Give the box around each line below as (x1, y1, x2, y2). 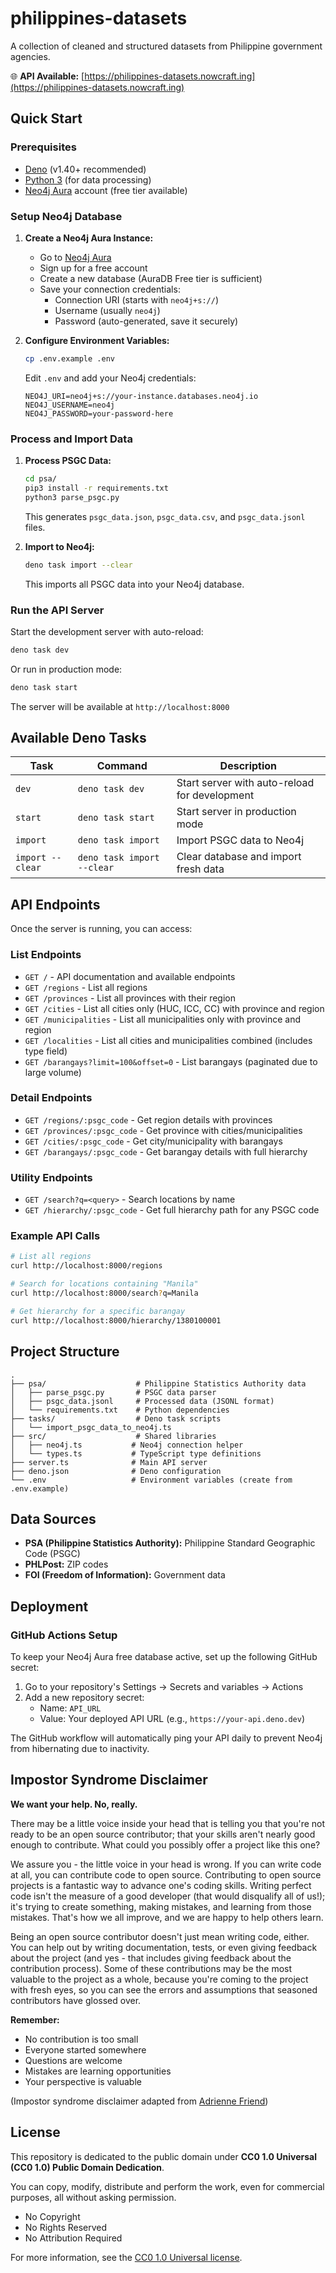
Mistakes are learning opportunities (24, 2065, 172, 2077)
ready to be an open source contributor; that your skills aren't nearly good (10, 1828, 316, 1840)
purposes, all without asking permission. (10, 2191, 177, 2203)
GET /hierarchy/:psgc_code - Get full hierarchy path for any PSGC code (24, 1204, 320, 1216)
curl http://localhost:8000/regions (10, 1261, 163, 1271)
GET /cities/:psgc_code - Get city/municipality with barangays (24, 1135, 283, 1147)
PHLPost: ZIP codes (24, 1558, 109, 1571)
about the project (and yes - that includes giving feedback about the (10, 1952, 292, 1964)
